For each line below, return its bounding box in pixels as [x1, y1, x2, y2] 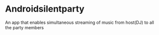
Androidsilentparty [5, 3, 85, 15]
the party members [5, 24, 44, 30]
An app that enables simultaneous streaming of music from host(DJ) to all [5, 19, 155, 25]
